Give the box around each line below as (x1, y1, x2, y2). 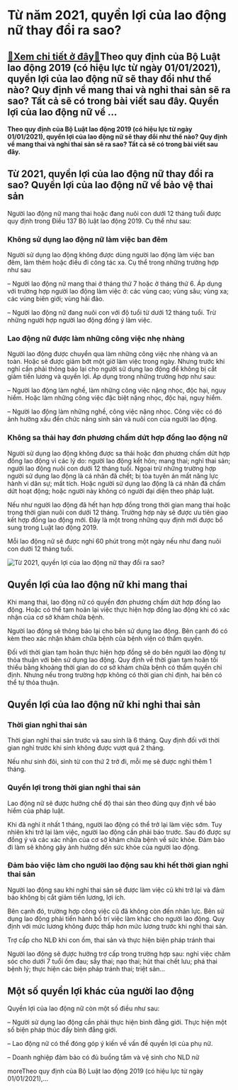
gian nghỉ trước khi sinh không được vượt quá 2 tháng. (7, 743, 165, 752)
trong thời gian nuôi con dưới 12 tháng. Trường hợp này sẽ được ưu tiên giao (7, 508, 229, 517)
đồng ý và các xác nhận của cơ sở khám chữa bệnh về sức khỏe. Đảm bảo (7, 835, 225, 843)
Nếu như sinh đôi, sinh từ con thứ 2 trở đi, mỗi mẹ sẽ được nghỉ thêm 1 (7, 757, 212, 766)
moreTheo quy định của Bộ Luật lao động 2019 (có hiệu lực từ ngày (7, 1067, 204, 1075)
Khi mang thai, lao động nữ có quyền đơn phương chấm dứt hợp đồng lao (7, 598, 221, 606)
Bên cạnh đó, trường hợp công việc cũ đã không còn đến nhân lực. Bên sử (7, 907, 225, 915)
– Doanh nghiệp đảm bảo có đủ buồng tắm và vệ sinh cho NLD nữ (7, 1052, 200, 1062)
